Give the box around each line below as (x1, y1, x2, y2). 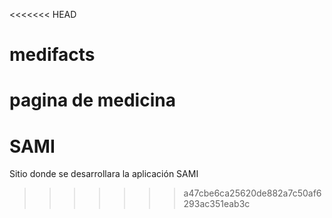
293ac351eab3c (183, 198, 251, 210)
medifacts (9, 44, 96, 66)
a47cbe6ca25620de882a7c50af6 (183, 187, 322, 199)
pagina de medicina (9, 89, 176, 112)
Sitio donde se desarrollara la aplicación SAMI (9, 168, 199, 180)
